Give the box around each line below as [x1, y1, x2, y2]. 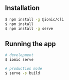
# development [5, 53, 34, 58]
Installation [5, 4, 40, 12]
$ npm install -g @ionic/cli [5, 17, 64, 22]
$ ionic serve [5, 57, 34, 62]
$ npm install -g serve [5, 26, 53, 31]
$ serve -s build [5, 71, 40, 76]
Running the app [5, 39, 56, 48]
